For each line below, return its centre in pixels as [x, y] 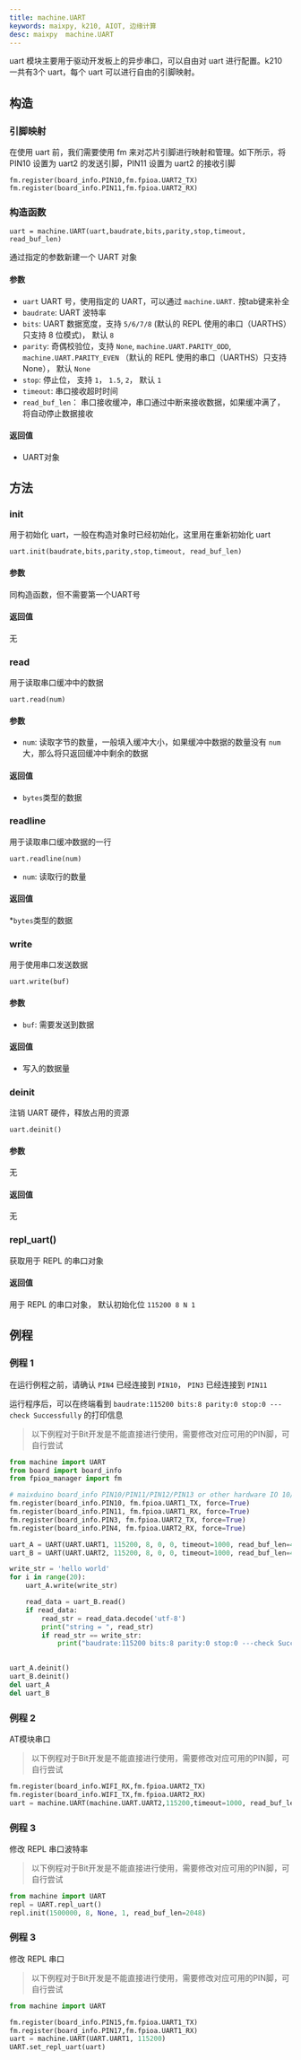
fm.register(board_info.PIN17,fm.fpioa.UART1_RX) [104, 2030]
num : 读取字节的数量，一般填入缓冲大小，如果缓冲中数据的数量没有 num [151, 742]
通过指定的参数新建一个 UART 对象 [73, 257]
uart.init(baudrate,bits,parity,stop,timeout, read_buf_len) [126, 552]
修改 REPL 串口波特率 [49, 1848]
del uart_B [30, 1693]
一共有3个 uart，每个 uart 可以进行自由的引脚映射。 [104, 72]
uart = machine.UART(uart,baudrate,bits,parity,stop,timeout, [128, 231]
